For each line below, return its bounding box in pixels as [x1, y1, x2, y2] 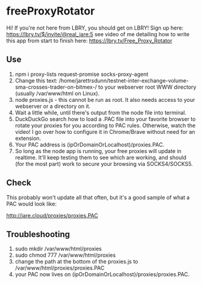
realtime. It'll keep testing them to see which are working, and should [14, 154, 187, 161]
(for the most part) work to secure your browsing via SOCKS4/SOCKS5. [14, 160, 193, 167]
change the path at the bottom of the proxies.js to [14, 258, 139, 265]
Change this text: [14, 77, 58, 84]
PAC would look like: [6, 200, 57, 207]
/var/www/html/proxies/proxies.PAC [14, 264, 105, 272]
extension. [14, 134, 41, 142]
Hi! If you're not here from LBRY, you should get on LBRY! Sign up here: [6, 24, 184, 31]
